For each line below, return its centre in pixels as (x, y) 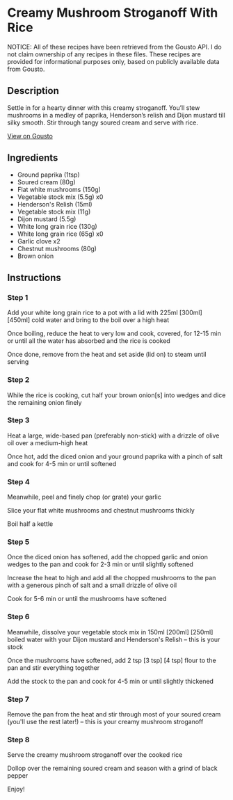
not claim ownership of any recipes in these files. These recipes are (104, 54)
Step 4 (18, 481)
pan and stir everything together (54, 667)
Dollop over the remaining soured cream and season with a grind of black (112, 768)
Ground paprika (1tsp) (48, 175)
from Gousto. (26, 69)
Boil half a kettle (30, 524)
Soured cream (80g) (46, 182)
